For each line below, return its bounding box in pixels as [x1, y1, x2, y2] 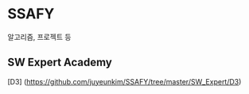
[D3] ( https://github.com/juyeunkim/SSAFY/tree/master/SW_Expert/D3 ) [7, 76, 242, 86]
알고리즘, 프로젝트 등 [7, 32, 72, 41]
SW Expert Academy [7, 56, 112, 69]
